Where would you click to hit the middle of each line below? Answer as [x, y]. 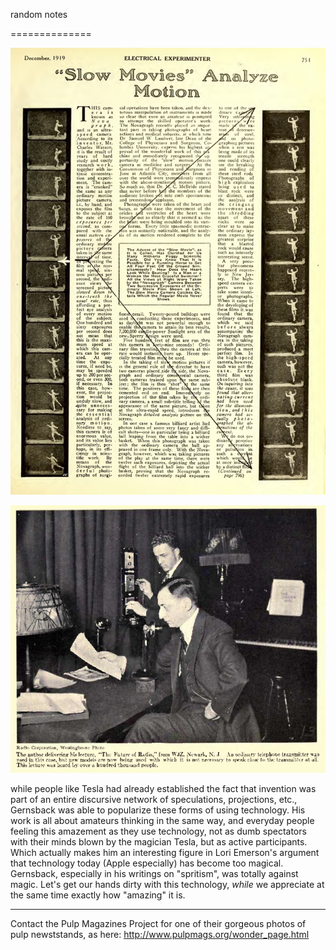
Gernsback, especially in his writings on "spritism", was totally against [154, 874]
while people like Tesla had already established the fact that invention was [163, 789]
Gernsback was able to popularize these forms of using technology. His [158, 810]
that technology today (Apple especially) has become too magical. [147, 863]
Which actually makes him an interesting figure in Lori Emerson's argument [165, 853]
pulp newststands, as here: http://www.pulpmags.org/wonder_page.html [160, 935]
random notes [39, 14]
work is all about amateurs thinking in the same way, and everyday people [162, 821]
